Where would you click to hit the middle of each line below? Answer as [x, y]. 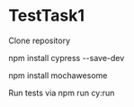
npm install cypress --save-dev [67, 58]
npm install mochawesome [58, 75]
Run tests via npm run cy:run [62, 93]
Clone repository [40, 40]
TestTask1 [47, 16]
